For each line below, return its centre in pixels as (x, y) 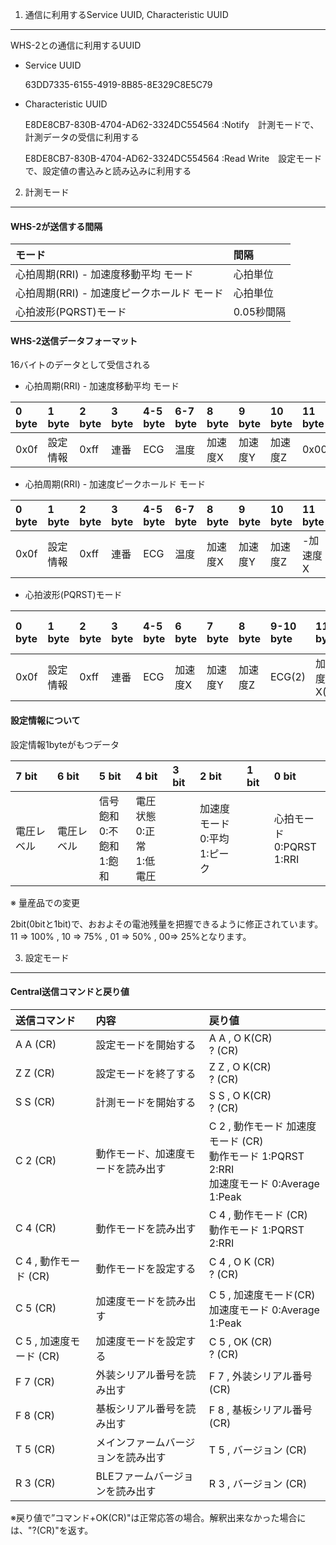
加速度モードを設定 (141, 1341)
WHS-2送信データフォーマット (74, 340)
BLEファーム (125, 1476)
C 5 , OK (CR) (240, 1341)
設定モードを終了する (146, 1073)
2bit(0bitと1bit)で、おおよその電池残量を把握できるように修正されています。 (167, 924)
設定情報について (45, 720)
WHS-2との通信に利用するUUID (76, 45)
